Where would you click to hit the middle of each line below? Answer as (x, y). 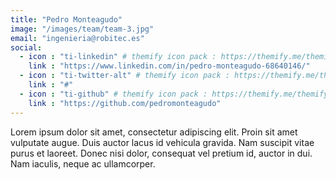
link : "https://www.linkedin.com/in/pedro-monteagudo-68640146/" (169, 66)
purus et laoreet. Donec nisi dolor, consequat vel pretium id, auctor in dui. (161, 153)
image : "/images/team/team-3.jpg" (82, 29)
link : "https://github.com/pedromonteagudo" (125, 103)
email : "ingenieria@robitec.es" (77, 38)
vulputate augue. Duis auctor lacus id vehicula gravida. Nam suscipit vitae (162, 142)
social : (26, 47)
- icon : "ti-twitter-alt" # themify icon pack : (124, 76)
